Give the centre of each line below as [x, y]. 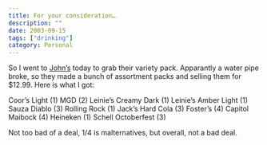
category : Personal [41, 45]
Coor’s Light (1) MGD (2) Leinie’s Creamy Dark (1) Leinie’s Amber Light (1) [128, 100]
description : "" [35, 23]
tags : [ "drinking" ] [41, 38]
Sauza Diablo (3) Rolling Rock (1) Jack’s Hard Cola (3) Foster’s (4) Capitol [129, 109]
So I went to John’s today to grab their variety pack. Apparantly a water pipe [134, 68]
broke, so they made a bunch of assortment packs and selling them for [125, 76]
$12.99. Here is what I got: [51, 85]
